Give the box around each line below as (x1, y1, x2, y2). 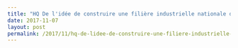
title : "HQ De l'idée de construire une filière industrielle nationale (7, 10, 227, 18)
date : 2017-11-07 (7, 17, 59, 24)
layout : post (7, 23, 46, 30)
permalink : (7, 30, 40, 37)
